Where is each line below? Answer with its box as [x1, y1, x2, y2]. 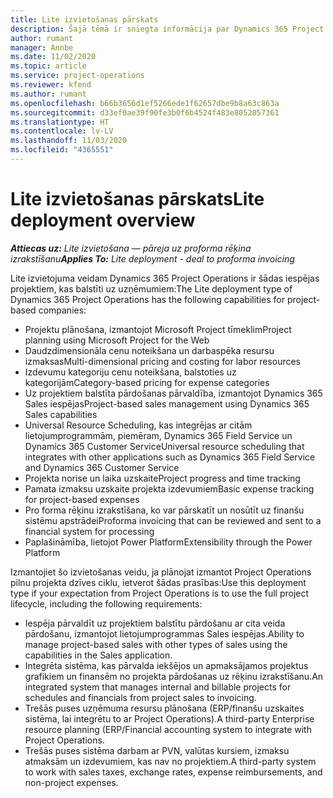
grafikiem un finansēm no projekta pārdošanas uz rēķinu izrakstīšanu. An [24, 670, 324, 682]
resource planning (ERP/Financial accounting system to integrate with [24, 723, 312, 735]
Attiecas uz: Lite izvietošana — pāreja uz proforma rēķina [10, 242, 252, 254]
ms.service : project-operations [10, 71, 145, 81]
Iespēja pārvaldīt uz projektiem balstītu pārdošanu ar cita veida [24, 617, 286, 629]
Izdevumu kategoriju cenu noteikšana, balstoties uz [24, 366, 237, 378]
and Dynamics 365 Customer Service [24, 461, 180, 473]
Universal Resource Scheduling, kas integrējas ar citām [24, 419, 253, 431]
